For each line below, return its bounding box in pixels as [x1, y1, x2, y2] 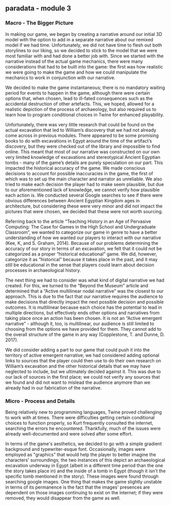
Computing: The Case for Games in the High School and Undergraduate [5, 223, 156, 229]
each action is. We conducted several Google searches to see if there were [5, 192, 163, 198]
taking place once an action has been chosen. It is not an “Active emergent [5, 315, 162, 321]
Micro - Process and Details [5, 397, 75, 404]
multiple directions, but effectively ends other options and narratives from [5, 309, 160, 316]
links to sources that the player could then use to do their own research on [5, 357, 161, 363]
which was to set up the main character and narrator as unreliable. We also [5, 176, 162, 182]
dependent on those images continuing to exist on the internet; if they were [5, 489, 163, 495]
